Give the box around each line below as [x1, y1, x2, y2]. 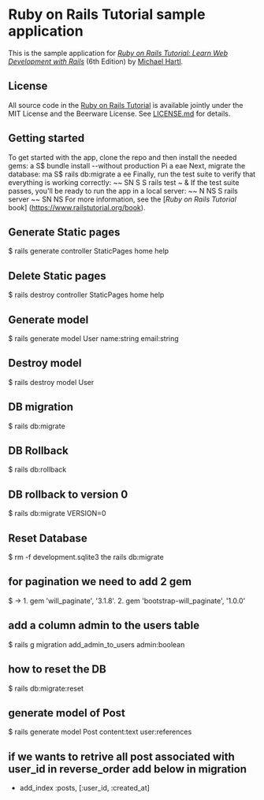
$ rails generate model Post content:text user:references [8, 727, 192, 737]
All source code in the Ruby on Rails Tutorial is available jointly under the [8, 100, 244, 109]
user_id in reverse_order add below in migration [8, 762, 247, 776]
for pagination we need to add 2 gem [8, 575, 191, 588]
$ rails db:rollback [8, 465, 67, 474]
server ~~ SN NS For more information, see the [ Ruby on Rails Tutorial [8, 194, 236, 204]
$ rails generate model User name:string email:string [8, 334, 179, 343]
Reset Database [8, 531, 88, 545]
